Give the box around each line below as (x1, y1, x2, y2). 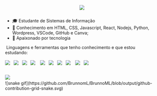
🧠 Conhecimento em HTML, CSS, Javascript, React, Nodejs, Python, (12, 25, 150, 31)
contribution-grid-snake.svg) (5, 85, 63, 91)
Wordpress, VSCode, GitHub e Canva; (12, 30, 89, 35)
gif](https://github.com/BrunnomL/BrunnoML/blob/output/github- (21, 80, 153, 86)
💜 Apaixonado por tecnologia (12, 35, 71, 41)
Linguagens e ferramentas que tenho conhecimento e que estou (6, 44, 136, 50)
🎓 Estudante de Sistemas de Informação (12, 17, 95, 23)
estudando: (5, 49, 28, 55)
